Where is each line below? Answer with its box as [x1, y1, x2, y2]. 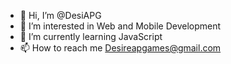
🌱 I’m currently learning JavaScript [19, 31, 163, 42]
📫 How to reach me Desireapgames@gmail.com [19, 42, 222, 54]
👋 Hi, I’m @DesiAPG [19, 10, 102, 21]
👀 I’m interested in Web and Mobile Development [19, 20, 222, 32]
